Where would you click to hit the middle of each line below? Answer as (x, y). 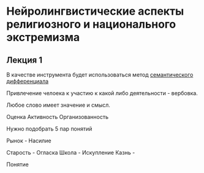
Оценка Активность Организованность (58, 117)
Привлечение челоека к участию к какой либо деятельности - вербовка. (102, 93)
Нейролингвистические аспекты (95, 11)
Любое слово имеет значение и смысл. (58, 105)
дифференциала (28, 81)
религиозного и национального (91, 24)
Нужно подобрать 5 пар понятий (49, 129)
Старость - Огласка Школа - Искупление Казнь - (71, 152)
